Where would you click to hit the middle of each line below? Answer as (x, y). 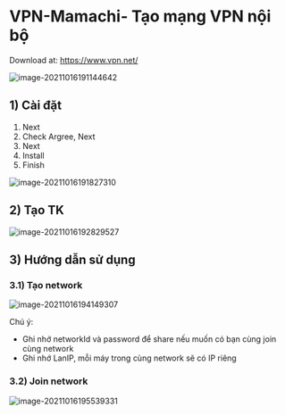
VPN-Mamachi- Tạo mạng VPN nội (140, 17)
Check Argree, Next (59, 137)
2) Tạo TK (37, 210)
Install (33, 155)
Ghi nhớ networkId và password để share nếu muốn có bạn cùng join (149, 339)
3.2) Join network (49, 381)
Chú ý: (21, 322)
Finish (33, 165)
